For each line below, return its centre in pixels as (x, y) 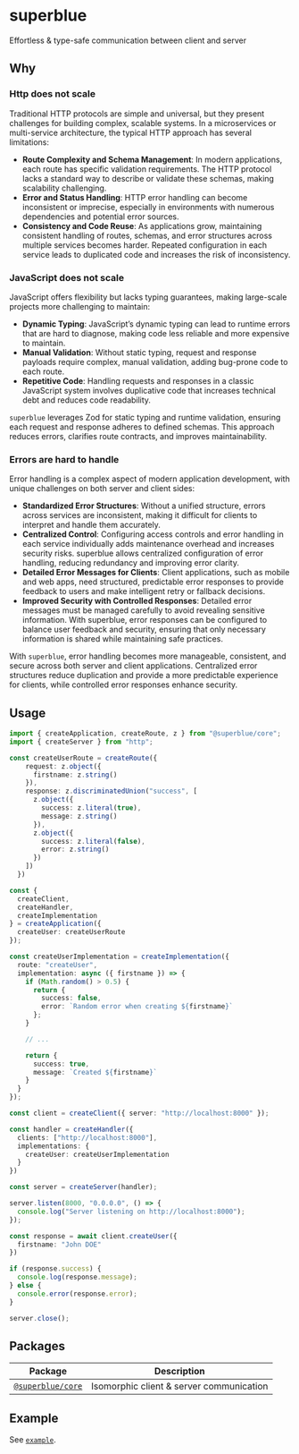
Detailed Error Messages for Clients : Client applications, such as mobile (156, 573)
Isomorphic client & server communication (179, 1386)
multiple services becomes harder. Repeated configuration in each (145, 245)
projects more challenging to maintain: (80, 306)
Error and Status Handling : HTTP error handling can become (135, 197)
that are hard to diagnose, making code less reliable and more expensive (156, 333)
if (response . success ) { (55, 1269)
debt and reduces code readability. (87, 400)
